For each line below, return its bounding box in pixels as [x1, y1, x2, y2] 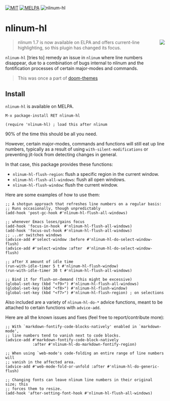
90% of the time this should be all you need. [5, 131, 98, 137]
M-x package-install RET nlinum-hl [5, 113, 80, 118]
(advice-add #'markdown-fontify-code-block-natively [5, 337, 119, 342]
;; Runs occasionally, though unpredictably [5, 206, 101, 211]
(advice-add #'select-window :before [5, 237, 85, 242]
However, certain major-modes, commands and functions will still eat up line [5, 140, 164, 147]
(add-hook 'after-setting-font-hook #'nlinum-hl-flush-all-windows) [5, 390, 153, 395]
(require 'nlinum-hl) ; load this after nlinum [5, 122, 108, 127]
